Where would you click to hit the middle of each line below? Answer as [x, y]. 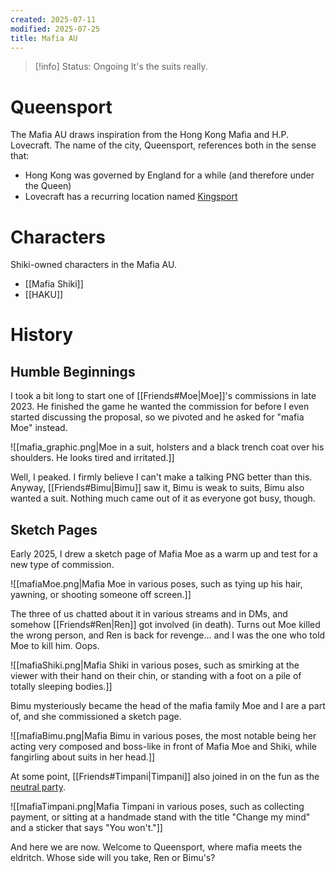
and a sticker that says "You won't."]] [86, 828]
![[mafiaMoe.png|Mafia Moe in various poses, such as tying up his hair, [156, 584]
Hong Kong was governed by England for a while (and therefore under [169, 175]
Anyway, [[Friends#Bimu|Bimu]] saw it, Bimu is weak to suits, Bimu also [157, 488]
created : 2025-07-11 [53, 19]
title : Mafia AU [44, 38]
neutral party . [38, 787]
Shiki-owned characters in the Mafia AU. [93, 265]
